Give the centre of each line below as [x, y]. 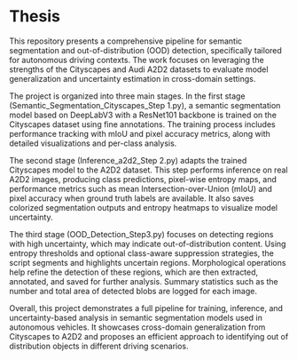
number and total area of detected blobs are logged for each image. [133, 291]
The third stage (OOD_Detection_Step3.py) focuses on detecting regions [141, 234]
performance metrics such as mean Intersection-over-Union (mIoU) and [141, 188]
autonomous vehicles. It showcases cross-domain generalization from [137, 327]
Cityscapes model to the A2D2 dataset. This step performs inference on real [148, 170]
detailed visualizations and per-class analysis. [93, 143]
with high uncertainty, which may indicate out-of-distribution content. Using [148, 244]
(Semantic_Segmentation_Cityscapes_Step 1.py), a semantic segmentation [145, 105]
